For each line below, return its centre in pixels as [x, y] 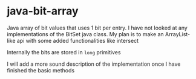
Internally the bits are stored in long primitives [64, 52]
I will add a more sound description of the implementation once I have [94, 64]
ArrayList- [178, 34]
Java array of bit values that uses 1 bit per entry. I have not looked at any [97, 28]
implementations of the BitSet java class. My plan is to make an [85, 34]
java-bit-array [43, 11]
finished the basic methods [41, 70]
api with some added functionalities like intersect [77, 40]
